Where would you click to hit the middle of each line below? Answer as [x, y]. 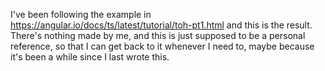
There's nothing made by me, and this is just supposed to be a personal [158, 35]
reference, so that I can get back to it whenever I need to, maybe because [162, 46]
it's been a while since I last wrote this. [90, 57]
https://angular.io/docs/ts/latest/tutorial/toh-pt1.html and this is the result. [161, 25]
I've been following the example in [81, 14]
